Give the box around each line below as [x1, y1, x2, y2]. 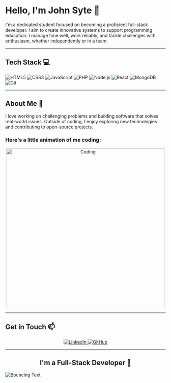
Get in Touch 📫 [5, 323, 55, 331]
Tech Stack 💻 [5, 58, 50, 67]
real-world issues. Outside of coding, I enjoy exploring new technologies [5, 118, 157, 124]
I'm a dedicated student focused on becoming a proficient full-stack [5, 21, 149, 28]
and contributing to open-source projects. [5, 124, 93, 130]
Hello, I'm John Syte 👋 [5, 5, 100, 16]
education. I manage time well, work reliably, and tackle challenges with [5, 32, 156, 38]
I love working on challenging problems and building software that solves [5, 112, 159, 119]
